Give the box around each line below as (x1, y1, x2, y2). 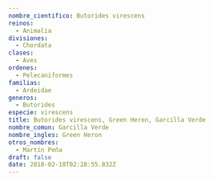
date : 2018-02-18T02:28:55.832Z (8, 161, 116, 169)
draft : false (8, 153, 52, 161)
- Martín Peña (15, 146, 63, 154)
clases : (8, 49, 34, 57)
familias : (8, 78, 42, 86)
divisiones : (8, 34, 48, 42)
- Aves (15, 57, 38, 65)
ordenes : (8, 64, 38, 72)
